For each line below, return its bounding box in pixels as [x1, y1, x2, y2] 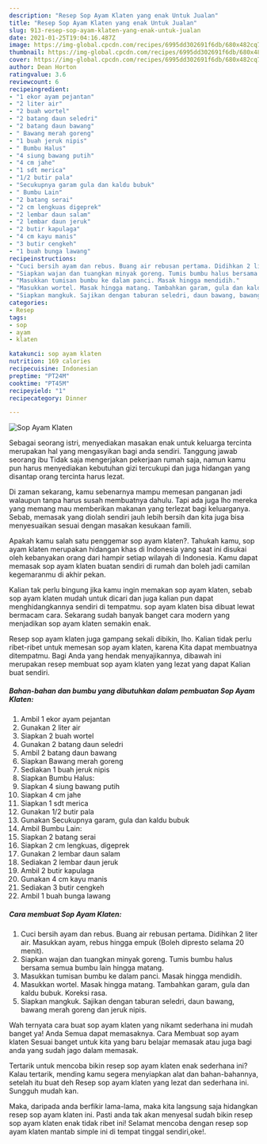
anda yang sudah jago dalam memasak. [9, 1046, 139, 1055]
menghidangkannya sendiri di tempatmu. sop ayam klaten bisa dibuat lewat [9, 602, 255, 612]
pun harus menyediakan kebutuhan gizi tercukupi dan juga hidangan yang [9, 463, 250, 473]
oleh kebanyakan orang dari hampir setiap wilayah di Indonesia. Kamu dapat [9, 553, 258, 562]
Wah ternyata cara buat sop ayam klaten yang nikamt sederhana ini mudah [9, 1020, 253, 1030]
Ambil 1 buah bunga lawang [20, 891, 111, 901]
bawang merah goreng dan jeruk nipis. [20, 1005, 147, 1015]
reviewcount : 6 [9, 78, 59, 86]
